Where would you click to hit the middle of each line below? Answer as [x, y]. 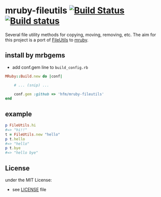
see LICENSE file [29, 189]
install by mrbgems [35, 55]
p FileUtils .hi [21, 126]
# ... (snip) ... [32, 85]
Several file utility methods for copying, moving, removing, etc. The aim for [80, 34]
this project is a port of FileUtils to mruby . [47, 40]
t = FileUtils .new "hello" [33, 134]
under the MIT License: [29, 180]
